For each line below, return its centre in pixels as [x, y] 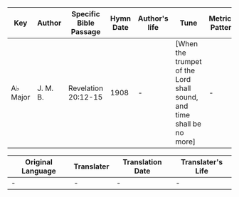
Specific [86, 14]
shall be [188, 124]
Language [39, 171]
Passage [86, 32]
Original [39, 162]
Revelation [86, 88]
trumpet [188, 62]
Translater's [201, 162]
